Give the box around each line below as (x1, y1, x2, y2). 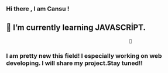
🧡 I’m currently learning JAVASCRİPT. (6, 23, 146, 33)
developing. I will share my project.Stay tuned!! (6, 59, 143, 67)
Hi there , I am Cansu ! (6, 5, 70, 13)
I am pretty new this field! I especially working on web (6, 51, 162, 60)
